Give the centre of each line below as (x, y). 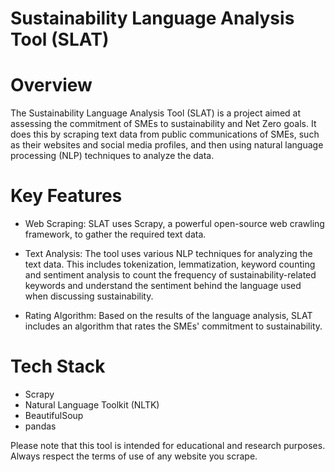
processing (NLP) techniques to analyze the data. (112, 156)
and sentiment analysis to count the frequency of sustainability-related (170, 275)
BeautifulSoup (54, 415)
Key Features (66, 196)
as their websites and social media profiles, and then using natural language (167, 145)
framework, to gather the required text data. (115, 234)
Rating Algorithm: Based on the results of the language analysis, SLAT (168, 316)
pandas (40, 426)
